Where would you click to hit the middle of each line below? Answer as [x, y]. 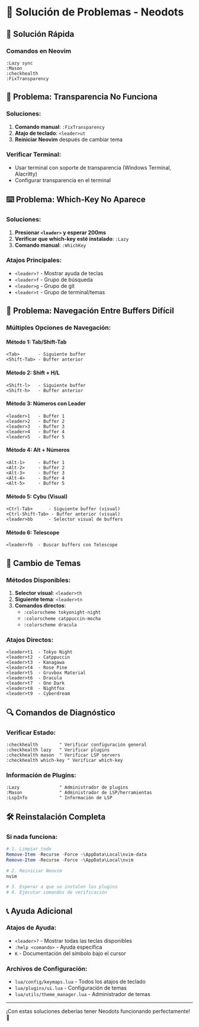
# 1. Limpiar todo [29, 849]
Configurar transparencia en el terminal [63, 180]
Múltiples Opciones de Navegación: [59, 328]
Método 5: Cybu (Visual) [37, 496]
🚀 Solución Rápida [40, 34]
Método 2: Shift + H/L [33, 373]
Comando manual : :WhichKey [50, 245]
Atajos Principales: [34, 260]
